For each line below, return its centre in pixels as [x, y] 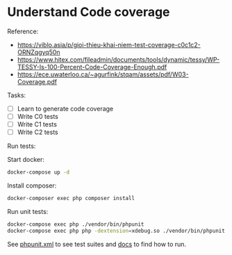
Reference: [23, 31]
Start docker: [26, 160]
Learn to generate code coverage [65, 108]
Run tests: [22, 146]
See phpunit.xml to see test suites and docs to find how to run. [97, 244]
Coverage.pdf [37, 81]
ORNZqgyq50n [39, 52]
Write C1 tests [37, 124]
